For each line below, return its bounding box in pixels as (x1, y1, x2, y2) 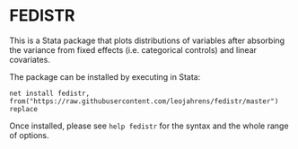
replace (9, 104, 39, 113)
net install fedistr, (9, 89, 91, 98)
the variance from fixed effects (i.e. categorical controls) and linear (9, 44, 258, 55)
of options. (9, 129, 49, 140)
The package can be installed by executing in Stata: (9, 71, 201, 82)
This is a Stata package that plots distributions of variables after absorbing (9, 35, 285, 46)
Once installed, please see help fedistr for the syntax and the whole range (9, 120, 289, 131)
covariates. (9, 54, 51, 65)
